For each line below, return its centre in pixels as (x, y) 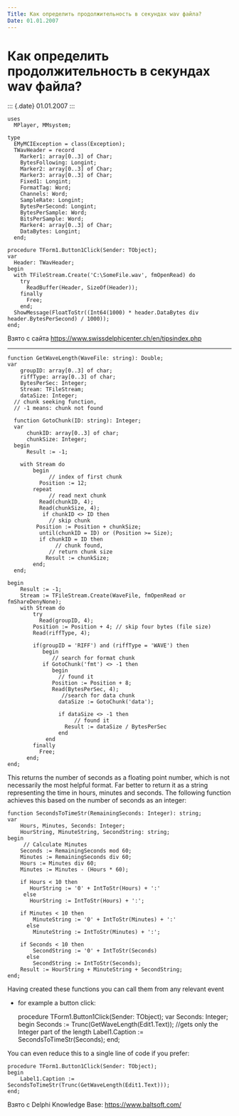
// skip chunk (70, 521)
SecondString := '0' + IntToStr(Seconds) (95, 951)
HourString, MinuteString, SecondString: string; (95, 833)
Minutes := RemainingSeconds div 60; (76, 858)
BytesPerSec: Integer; (54, 383)
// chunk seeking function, (55, 402)
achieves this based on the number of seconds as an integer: (97, 800)
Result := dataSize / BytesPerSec (116, 727)
